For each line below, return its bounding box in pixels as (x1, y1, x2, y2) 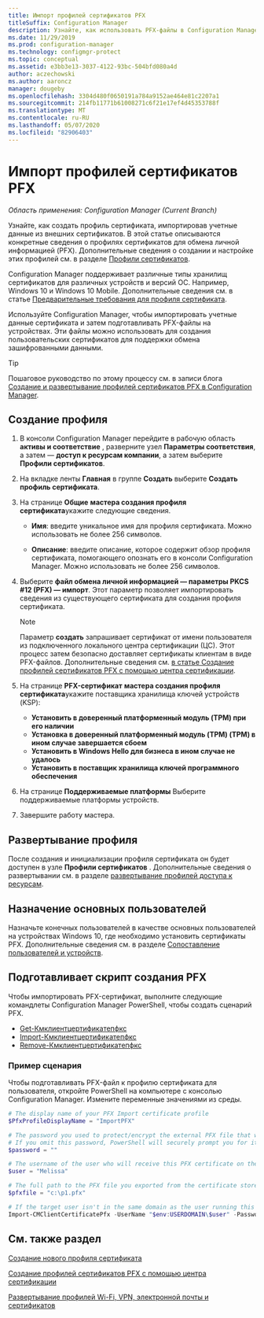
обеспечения (31, 772, 78, 781)
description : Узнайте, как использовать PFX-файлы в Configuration (8, 26, 234, 34)
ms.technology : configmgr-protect (8, 48, 122, 56)
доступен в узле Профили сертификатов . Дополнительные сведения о (8, 862, 251, 872)
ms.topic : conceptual (8, 56, 79, 64)
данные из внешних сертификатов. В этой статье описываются (8, 229, 221, 238)
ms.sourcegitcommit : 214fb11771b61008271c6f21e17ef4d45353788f (8, 99, 220, 107)
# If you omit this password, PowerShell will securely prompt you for (8, 1139, 247, 1146)
